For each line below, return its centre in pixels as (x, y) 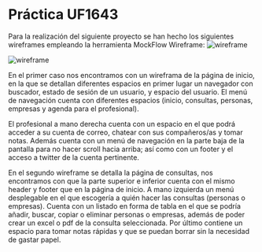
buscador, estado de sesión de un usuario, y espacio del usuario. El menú (128, 91)
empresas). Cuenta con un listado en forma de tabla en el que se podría (125, 206)
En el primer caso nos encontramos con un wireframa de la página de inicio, (132, 75)
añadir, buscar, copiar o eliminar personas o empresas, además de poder (127, 214)
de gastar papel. (35, 239)
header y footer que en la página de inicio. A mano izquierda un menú (121, 189)
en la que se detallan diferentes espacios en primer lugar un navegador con (131, 83)
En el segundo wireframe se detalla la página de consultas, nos (111, 172)
